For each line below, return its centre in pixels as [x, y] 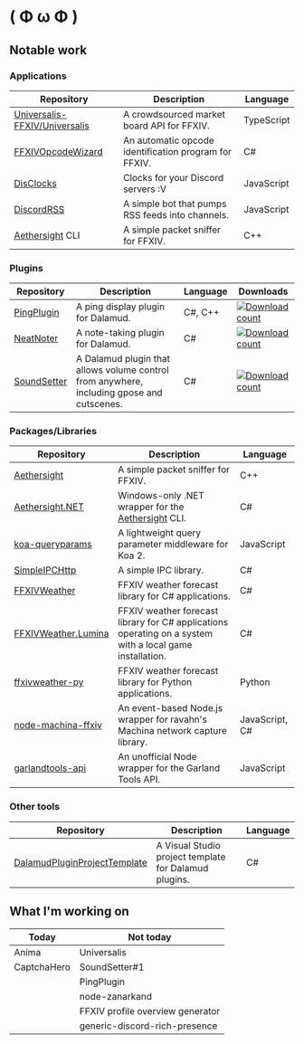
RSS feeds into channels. [176, 214]
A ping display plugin [120, 307]
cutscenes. [99, 404]
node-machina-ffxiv [58, 726]
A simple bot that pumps [175, 204]
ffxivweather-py [49, 682]
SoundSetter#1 [112, 967]
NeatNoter [36, 338]
